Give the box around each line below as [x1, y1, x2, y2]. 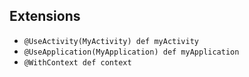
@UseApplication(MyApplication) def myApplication [23, 47, 240, 57]
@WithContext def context [23, 57, 132, 68]
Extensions [9, 8, 81, 25]
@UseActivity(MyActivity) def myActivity [23, 36, 199, 46]
